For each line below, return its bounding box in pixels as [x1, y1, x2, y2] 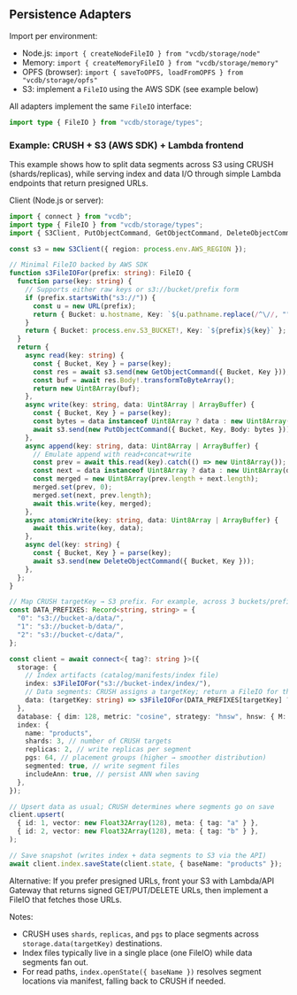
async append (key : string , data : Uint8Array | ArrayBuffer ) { [25, 442, 259, 451]
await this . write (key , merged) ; [32, 499, 152, 508]
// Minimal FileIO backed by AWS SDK [9, 260, 148, 269]
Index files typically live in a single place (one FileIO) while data [21, 947, 253, 958]
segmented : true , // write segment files [25, 761, 179, 771]
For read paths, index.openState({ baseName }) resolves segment [21, 966, 263, 976]
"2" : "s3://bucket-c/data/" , [17, 630, 125, 639]
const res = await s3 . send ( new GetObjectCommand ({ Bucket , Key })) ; [32, 367, 291, 376]
